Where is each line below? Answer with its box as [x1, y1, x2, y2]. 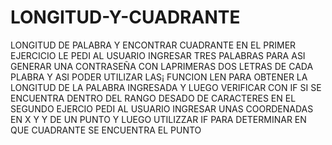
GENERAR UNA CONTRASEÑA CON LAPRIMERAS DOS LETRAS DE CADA [10, 60, 314, 72]
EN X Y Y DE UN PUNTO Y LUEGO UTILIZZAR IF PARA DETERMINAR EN [10, 113, 307, 125]
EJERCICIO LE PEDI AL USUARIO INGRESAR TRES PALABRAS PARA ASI [10, 49, 306, 61]
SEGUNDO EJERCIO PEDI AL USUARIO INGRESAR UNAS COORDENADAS [10, 102, 314, 115]
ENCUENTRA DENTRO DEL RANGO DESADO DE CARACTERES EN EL [10, 92, 297, 104]
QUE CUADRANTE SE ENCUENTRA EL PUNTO [10, 124, 202, 136]
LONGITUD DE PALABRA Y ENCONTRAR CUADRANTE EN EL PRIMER [10, 39, 297, 51]
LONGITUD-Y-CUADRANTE [10, 6, 241, 29]
